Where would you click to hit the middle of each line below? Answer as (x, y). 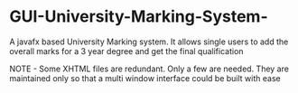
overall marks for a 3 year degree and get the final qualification (126, 51)
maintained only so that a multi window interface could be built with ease (145, 78)
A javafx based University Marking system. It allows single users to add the (149, 42)
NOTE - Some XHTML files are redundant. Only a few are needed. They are (149, 69)
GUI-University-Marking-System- (139, 17)
